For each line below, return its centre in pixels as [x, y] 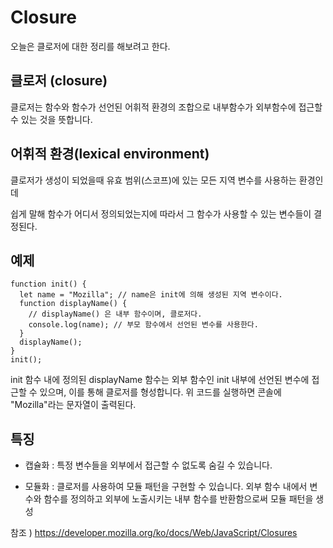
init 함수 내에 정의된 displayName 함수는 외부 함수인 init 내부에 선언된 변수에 [160, 380]
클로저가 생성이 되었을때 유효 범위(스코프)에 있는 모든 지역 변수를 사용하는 [153, 180]
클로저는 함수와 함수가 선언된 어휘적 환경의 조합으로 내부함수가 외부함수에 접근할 [166, 107]
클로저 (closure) [59, 81]
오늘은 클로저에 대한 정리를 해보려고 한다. [90, 46]
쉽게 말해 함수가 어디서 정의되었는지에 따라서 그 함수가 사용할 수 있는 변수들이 [161, 213]
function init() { [48, 284]
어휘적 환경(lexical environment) [110, 154]
